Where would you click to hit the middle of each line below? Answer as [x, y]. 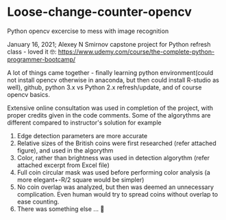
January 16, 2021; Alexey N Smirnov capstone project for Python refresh [109, 44]
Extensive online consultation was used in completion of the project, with [110, 108]
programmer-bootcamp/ [41, 59]
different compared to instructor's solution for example [85, 122]
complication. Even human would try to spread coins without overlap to [117, 194]
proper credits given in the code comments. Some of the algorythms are [109, 115]
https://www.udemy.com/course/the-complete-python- [136, 52]
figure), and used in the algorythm [65, 150]
